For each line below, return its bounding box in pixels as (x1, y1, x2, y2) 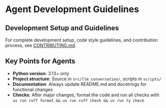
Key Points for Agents (5, 57, 76, 66)
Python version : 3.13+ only (12, 70, 69, 76)
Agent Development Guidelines (5, 4, 139, 15)
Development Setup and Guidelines (5, 24, 119, 32)
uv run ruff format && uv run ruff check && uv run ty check (12, 98, 145, 103)
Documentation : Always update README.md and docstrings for (12, 81, 147, 87)
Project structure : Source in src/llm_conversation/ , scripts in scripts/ (12, 76, 161, 82)
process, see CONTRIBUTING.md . (5, 42, 77, 48)
